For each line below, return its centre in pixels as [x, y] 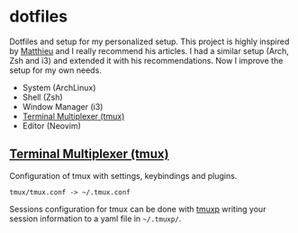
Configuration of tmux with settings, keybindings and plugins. [123, 175]
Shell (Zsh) [42, 97]
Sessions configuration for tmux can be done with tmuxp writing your [138, 209]
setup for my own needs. [55, 70]
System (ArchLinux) [59, 87]
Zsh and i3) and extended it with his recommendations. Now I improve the [146, 60]
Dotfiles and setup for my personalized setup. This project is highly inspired [149, 41]
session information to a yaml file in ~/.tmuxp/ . [95, 219]
